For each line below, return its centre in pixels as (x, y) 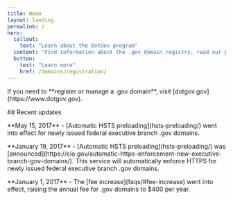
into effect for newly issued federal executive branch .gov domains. (103, 133)
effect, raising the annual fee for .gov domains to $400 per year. (99, 189)
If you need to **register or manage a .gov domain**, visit (89, 91)
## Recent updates (34, 112)
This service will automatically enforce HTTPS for (146, 161)
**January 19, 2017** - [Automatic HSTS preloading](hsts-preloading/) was (116, 146)
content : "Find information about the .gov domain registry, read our (118, 53)
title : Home (24, 13)
